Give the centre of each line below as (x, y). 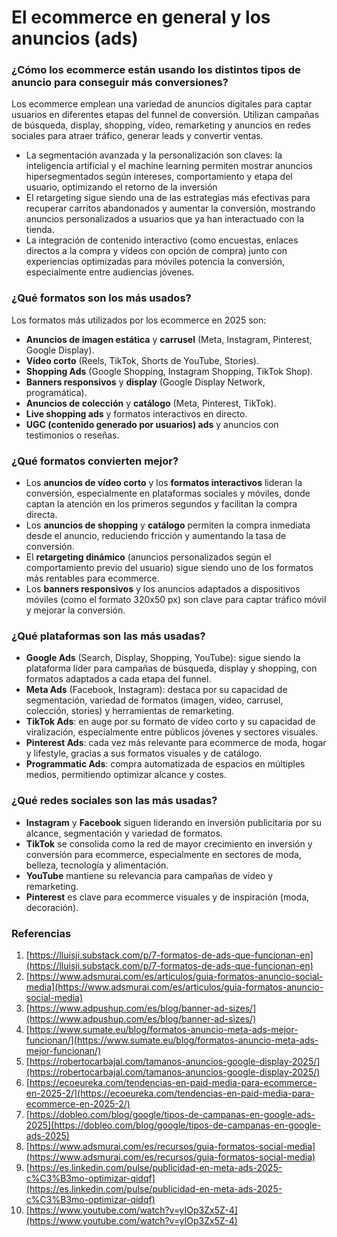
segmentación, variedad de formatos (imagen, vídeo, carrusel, (154, 700)
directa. (41, 515)
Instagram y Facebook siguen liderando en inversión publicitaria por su (173, 822)
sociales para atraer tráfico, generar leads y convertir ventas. (137, 136)
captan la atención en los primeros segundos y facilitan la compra (161, 504)
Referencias (41, 933)
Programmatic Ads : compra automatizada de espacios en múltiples (165, 764)
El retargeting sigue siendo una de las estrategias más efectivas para (168, 198)
